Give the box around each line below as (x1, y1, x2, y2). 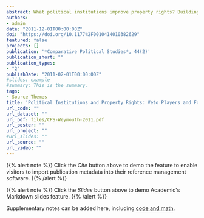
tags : (6, 88, 20, 94)
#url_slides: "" (6, 133, 47, 140)
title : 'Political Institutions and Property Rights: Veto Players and (6, 99, 191, 105)
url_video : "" (6, 144, 42, 151)
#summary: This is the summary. (6, 83, 88, 89)
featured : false (6, 37, 47, 43)
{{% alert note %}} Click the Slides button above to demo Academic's (6, 186, 180, 194)
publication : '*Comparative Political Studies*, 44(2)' (6, 49, 151, 55)
